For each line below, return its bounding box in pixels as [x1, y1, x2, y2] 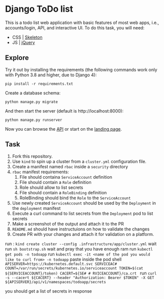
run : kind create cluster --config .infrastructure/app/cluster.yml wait [5, 241, 157, 247]
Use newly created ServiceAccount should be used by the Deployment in [12, 200, 156, 206]
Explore [5, 54, 29, 62]
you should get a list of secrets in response [5, 288, 92, 294]
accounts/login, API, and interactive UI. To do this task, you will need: [5, 24, 145, 30]
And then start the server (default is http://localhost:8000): [5, 108, 124, 114]
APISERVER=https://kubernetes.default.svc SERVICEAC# [5, 261, 117, 266]
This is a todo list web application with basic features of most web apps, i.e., [5, 20, 159, 25]
